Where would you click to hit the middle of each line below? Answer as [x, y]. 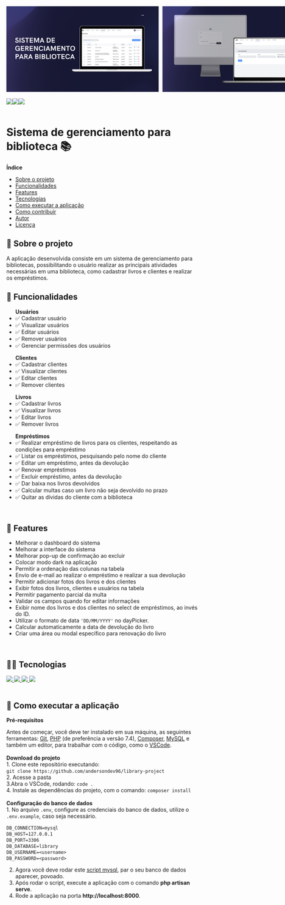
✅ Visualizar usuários [42, 325]
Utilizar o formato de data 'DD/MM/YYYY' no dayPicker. [82, 621]
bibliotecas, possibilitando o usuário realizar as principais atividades [92, 265]
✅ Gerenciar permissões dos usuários [63, 345]
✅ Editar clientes [36, 378]
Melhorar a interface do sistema [55, 549]
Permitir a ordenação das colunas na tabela [70, 569]
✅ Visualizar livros [38, 410]
